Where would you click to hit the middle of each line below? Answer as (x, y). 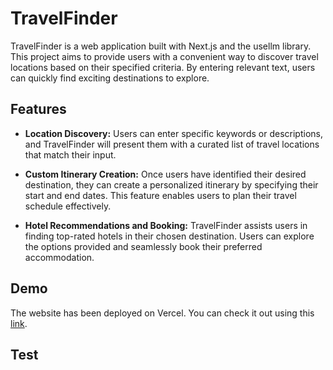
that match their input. (70, 154)
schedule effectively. (68, 206)
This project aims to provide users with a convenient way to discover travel (164, 56)
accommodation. (59, 257)
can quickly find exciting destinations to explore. (110, 78)
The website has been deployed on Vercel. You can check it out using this (162, 313)
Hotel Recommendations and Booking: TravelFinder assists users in (166, 225)
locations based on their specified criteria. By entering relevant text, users (163, 67)
